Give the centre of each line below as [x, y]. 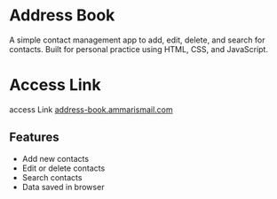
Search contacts [52, 177]
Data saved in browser [63, 187]
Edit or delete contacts [63, 168]
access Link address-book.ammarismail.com [91, 109]
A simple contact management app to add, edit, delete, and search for [137, 40]
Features [34, 138]
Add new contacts [55, 158]
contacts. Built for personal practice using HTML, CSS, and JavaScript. [139, 49]
